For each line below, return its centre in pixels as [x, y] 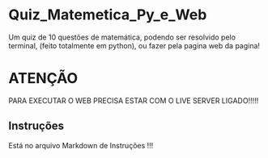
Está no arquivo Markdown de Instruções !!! [81, 145]
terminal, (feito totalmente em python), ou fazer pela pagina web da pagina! [134, 45]
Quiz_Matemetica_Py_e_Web [108, 15]
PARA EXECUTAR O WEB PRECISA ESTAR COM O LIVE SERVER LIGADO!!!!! [134, 100]
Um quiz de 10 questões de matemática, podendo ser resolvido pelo [122, 37]
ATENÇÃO [43, 79]
